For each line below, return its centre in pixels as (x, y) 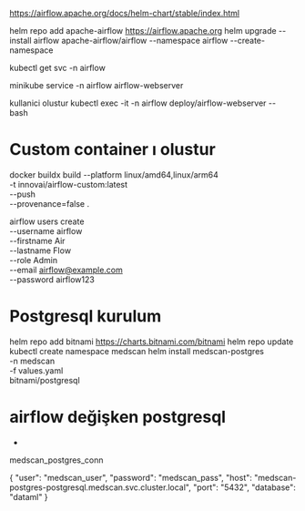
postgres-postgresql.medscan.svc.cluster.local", (100, 487)
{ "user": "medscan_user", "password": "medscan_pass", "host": (131, 477)
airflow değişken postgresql (117, 417)
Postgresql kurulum (86, 317)
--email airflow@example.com (66, 270)
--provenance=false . (49, 203)
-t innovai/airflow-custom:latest (69, 184)
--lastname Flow (40, 250)
